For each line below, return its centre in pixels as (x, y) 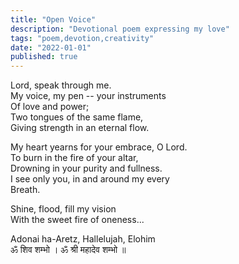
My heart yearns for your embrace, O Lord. (99, 147)
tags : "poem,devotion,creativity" (82, 38)
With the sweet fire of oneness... (77, 220)
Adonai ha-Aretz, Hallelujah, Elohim (83, 239)
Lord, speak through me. (61, 85)
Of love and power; (50, 107)
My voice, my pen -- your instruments (88, 96)
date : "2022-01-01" (51, 47)
